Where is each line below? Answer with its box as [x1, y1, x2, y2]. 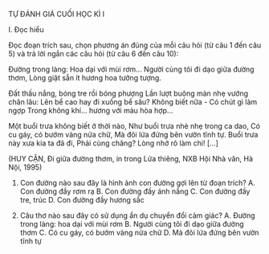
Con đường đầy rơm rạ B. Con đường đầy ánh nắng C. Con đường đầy [19, 186, 251, 196]
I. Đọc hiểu [8, 25, 44, 34]
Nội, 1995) [8, 162, 43, 172]
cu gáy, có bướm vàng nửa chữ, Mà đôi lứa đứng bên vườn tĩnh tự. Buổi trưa [8, 130, 259, 139]
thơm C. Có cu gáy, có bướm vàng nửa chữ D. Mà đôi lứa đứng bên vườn [19, 227, 259, 237]
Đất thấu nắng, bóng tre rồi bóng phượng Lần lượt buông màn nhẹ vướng [8, 88, 249, 98]
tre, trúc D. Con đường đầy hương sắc [19, 195, 145, 204]
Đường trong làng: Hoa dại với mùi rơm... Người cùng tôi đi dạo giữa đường [8, 64, 255, 74]
